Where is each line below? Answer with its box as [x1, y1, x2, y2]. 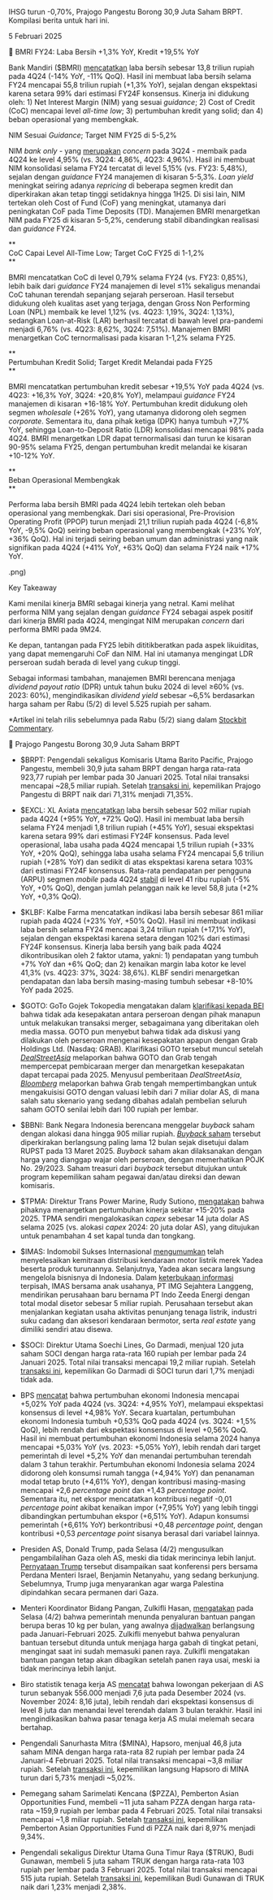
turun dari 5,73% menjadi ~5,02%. [19, 1773, 136, 1782]
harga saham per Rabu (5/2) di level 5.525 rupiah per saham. [8, 699, 212, 709]
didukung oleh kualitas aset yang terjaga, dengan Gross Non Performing [8, 298, 250, 308]
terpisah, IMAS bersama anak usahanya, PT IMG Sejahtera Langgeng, [19, 1282, 253, 1291]
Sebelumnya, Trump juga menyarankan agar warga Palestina [19, 1579, 224, 1588]
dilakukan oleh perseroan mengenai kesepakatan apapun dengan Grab [19, 1035, 258, 1045]
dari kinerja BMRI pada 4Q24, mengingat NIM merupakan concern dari [8, 616, 245, 625]
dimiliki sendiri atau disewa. [19, 1325, 113, 1334]
